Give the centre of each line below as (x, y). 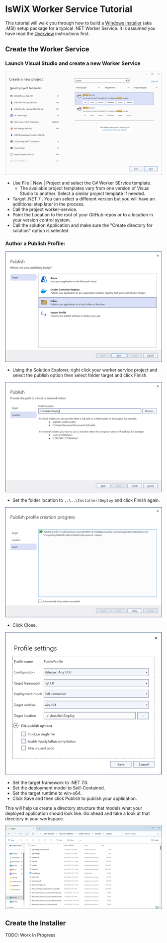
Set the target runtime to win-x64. (47, 793)
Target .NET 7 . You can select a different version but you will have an (83, 198)
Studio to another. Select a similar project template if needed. (83, 193)
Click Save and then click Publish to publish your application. (75, 798)
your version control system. (42, 220)
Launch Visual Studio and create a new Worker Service (73, 63)
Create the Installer (36, 923)
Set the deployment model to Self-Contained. (59, 788)
